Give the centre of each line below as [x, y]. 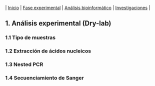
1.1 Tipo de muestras [30, 37]
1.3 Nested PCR [24, 64]
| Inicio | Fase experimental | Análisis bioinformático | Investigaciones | [78, 8]
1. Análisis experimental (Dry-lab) [58, 23]
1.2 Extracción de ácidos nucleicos [48, 51]
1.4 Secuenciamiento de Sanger [44, 78]
